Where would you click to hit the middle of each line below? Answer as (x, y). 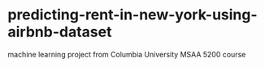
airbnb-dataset (60, 32)
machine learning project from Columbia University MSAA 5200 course (127, 54)
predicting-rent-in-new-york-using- (132, 15)
